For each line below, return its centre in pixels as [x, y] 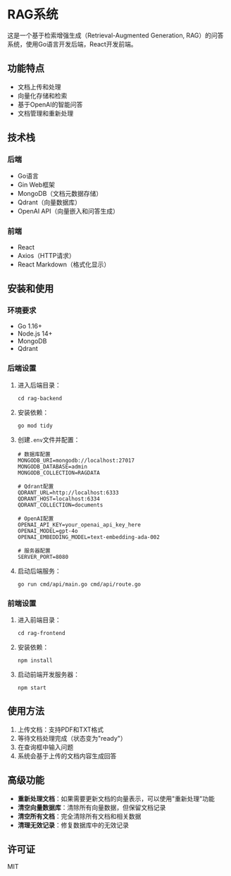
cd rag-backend [40, 398]
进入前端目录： [39, 620]
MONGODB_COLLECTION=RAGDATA [58, 473]
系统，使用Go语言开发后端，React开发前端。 [72, 44]
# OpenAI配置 [36, 519]
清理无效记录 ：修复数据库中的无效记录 [73, 825]
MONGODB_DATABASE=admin [52, 467]
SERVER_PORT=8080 [43, 557]
